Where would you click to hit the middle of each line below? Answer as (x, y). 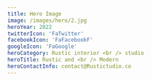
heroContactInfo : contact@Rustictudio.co (69, 66)
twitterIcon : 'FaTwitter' (45, 33)
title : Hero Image (34, 14)
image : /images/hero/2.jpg (47, 20)
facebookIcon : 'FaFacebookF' (50, 40)
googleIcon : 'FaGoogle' (43, 46)
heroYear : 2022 (30, 27)
